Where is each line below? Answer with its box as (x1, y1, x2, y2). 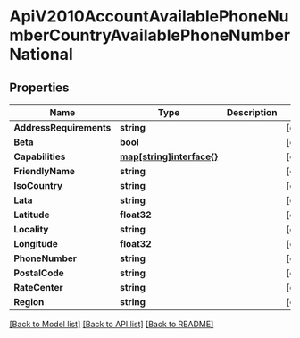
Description (226, 106, 278, 118)
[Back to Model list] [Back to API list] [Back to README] (9, 319, 214, 329)
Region (13, 296, 45, 308)
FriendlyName (13, 165, 76, 177)
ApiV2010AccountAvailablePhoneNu (9, 6, 289, 27)
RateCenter (13, 282, 64, 293)
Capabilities (13, 150, 66, 163)
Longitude (13, 238, 58, 249)
